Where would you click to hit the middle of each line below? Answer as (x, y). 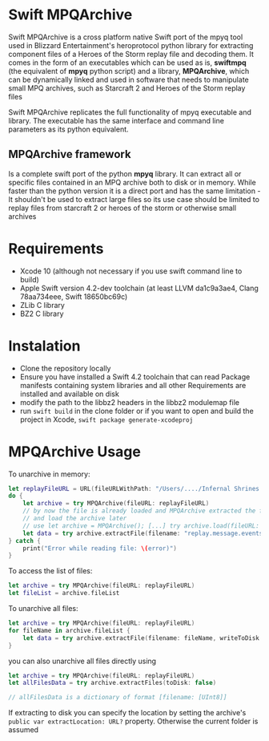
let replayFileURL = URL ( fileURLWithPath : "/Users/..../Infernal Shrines (134, 488)
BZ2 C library (42, 314)
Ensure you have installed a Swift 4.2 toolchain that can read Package (135, 377)
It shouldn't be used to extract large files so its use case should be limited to (134, 199)
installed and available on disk (70, 394)
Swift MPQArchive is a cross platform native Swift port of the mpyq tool (126, 37)
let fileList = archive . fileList (64, 593)
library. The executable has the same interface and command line (116, 120)
